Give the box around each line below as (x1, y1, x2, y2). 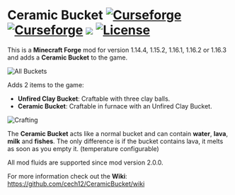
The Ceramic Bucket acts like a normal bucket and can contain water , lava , (7, 129, 229, 138)
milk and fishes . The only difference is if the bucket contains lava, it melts (7, 137, 224, 145)
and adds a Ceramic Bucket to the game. (7, 53, 128, 62)
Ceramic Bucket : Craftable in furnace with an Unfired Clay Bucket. (17, 101, 212, 110)
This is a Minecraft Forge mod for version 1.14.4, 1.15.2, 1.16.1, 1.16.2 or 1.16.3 (7, 45, 227, 54)
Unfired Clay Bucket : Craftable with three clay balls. (17, 94, 171, 103)
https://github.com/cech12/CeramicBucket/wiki (7, 179, 145, 188)
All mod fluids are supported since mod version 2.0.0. (7, 158, 164, 167)
